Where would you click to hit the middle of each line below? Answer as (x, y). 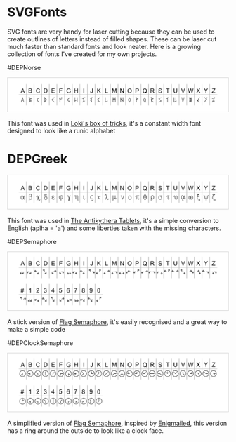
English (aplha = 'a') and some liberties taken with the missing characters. (114, 228)
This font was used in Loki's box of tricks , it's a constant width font (104, 123)
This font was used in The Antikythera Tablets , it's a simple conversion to (113, 220)
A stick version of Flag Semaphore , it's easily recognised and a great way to (117, 322)
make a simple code (36, 329)
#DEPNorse (24, 67)
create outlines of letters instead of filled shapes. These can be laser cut (112, 39)
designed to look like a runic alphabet (61, 131)
